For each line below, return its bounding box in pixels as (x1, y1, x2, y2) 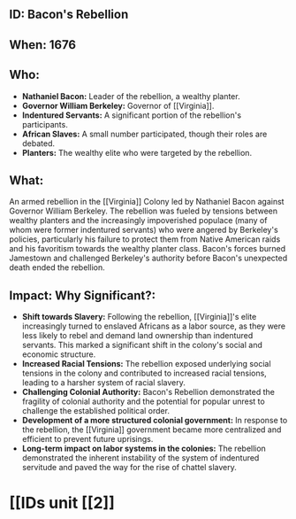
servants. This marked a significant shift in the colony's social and (21, 340, 262, 351)
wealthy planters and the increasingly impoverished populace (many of (9, 215, 268, 226)
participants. (21, 119, 68, 129)
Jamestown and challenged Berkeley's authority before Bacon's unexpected (9, 252, 288, 264)
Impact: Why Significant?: (9, 288, 156, 303)
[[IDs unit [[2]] (9, 493, 115, 513)
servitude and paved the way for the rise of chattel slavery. (21, 462, 237, 473)
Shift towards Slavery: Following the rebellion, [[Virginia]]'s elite (21, 312, 257, 322)
